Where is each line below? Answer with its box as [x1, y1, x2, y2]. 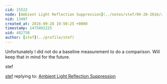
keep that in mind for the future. [5, 54, 71, 60]
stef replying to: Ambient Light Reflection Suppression [5, 73, 116, 79]
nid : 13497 [5, 16, 28, 21]
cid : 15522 [5, 7, 28, 12]
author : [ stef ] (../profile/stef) [5, 35, 75, 40]
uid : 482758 [5, 30, 30, 35]
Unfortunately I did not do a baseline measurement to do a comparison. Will [5, 48, 160, 55]
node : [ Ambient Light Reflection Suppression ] [5, 12, 103, 17]
